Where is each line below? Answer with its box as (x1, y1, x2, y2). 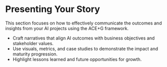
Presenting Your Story (5, 3, 100, 15)
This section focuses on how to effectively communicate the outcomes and (5, 20, 162, 26)
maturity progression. (12, 51, 58, 57)
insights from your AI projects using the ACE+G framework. (5, 25, 129, 31)
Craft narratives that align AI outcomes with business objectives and (12, 35, 155, 41)
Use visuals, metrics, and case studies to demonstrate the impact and (12, 45, 158, 51)
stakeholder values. (12, 40, 54, 46)
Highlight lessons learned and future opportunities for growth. (12, 56, 142, 62)
